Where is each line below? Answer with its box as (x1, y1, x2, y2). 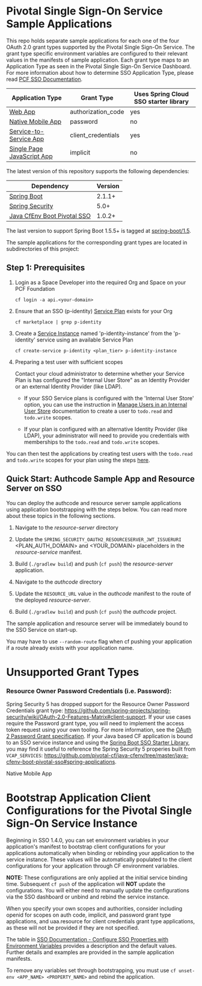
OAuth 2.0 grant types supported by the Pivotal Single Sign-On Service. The (6, 43, 195, 51)
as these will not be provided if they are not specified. (6, 924, 139, 931)
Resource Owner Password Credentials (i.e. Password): (6, 687, 172, 695)
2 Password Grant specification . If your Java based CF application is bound (6, 733, 194, 740)
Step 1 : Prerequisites (6, 262, 85, 273)
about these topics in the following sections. (6, 512, 116, 520)
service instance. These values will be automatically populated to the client (6, 856, 192, 863)
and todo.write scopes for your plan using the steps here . (6, 456, 150, 463)
